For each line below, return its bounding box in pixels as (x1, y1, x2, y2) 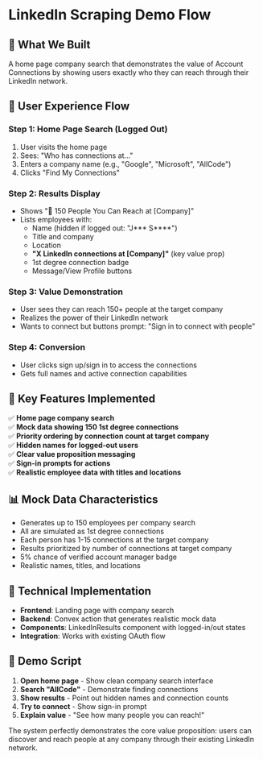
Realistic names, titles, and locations (19, 561, 141, 570)
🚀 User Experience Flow (8, 99, 130, 114)
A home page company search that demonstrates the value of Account (8, 59, 244, 68)
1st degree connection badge (31, 257, 129, 267)
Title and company (31, 231, 94, 241)
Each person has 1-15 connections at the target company (19, 535, 209, 545)
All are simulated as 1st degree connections (19, 526, 165, 537)
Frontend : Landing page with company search (19, 606, 175, 616)
